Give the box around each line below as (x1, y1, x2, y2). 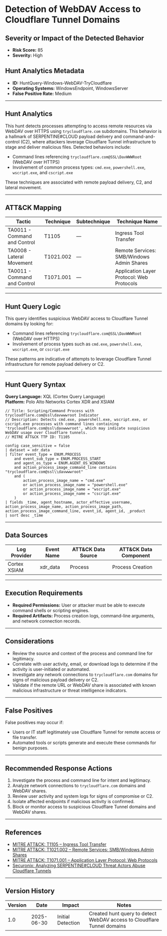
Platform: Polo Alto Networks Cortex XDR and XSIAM (5, 399, 115, 405)
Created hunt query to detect (88, 910, 157, 917)
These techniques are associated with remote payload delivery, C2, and (5, 179, 153, 185)
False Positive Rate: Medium (12, 91, 72, 97)
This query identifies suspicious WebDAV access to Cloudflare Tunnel (5, 315, 148, 321)
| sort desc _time (5, 513, 43, 518)
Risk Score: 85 (12, 47, 43, 53)
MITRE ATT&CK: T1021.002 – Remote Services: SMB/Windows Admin (12, 846, 154, 852)
